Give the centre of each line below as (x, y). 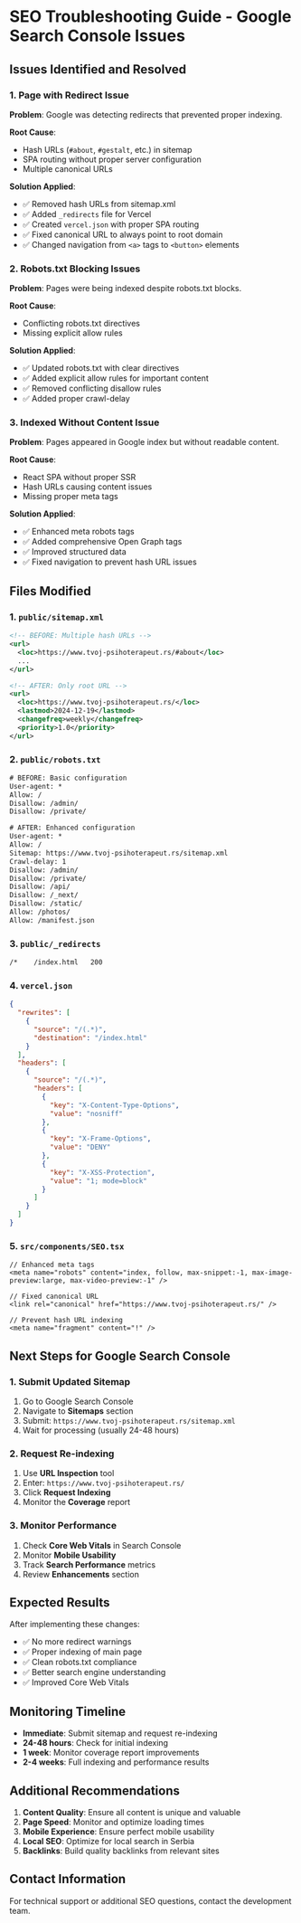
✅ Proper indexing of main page (82, 1652)
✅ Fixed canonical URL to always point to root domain (122, 234)
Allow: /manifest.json (52, 920)
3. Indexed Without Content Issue (85, 422)
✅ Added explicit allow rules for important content (116, 378)
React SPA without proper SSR (79, 478)
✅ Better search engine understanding (94, 1672)
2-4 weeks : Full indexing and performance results (116, 1762)
